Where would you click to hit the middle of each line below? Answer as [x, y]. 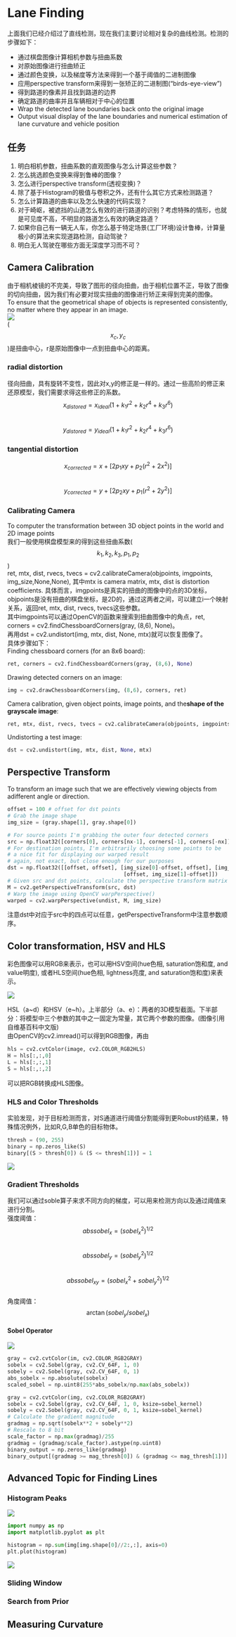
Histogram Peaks [37, 1498]
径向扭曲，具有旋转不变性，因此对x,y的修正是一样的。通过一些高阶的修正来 [116, 383]
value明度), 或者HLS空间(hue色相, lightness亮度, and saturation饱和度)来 [112, 973]
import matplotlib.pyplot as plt [56, 1532]
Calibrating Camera [41, 510]
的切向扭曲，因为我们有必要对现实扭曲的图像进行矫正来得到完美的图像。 [112, 294]
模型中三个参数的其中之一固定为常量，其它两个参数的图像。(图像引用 [125, 1018]
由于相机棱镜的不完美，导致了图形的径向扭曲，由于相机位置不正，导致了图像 [118, 285]
